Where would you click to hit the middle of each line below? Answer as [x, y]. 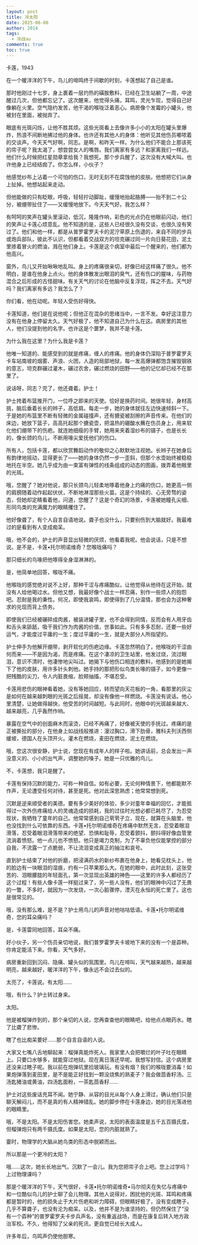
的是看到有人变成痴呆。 [39, 527]
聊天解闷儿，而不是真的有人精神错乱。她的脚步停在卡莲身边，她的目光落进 [96, 1101]
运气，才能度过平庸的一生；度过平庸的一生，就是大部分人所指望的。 [89, 634]
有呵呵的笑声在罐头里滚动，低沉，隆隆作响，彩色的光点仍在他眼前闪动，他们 [99, 217]
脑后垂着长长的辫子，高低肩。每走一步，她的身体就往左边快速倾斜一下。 [104, 408]
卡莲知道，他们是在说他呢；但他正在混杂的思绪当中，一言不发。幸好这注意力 [99, 313]
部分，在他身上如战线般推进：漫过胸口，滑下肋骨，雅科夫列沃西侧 [112, 731]
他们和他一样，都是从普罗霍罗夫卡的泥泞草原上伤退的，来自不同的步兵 [107, 232]
